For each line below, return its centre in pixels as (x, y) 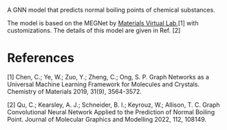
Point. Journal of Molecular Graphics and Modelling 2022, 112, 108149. (107, 119)
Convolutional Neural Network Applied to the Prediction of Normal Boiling (111, 112)
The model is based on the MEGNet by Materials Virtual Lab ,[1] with (103, 23)
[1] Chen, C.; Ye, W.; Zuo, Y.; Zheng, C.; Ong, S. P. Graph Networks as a (108, 77)
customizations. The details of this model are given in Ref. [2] (94, 30)
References (41, 58)
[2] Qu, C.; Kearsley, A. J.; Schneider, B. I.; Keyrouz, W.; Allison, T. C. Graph (113, 105)
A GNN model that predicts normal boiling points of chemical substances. (111, 10)
